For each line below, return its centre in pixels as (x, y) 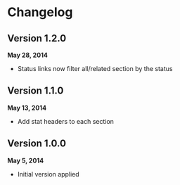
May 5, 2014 (26, 160)
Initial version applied (48, 174)
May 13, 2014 (27, 108)
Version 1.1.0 (36, 91)
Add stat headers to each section (66, 121)
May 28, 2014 (27, 55)
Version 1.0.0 (37, 144)
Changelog (40, 12)
